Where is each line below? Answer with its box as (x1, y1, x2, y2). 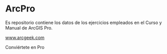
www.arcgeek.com (5, 34, 45, 40)
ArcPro (5, 3, 35, 14)
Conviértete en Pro (5, 44, 45, 50)
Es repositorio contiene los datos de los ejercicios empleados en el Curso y (5, 19, 162, 25)
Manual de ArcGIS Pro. (5, 24, 53, 30)
